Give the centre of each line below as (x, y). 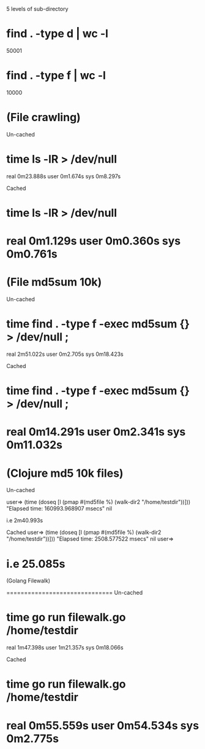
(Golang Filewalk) (28, 581)
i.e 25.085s (36, 564)
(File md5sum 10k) (54, 282)
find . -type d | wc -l (58, 34)
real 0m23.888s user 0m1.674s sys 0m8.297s (64, 176)
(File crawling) (43, 118)
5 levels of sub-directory (37, 9)
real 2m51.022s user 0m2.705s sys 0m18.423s (65, 354)
